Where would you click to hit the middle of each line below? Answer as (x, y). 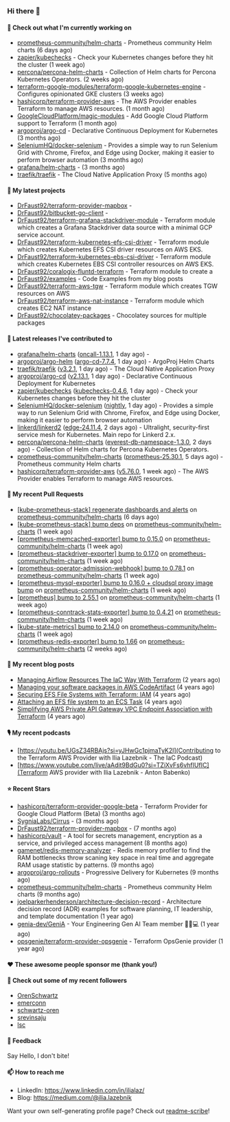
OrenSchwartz (37, 996)
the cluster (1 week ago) (51, 65)
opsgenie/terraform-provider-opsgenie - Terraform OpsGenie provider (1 (120, 941)
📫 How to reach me (36, 1072)
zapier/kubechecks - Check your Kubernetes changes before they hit (115, 57)
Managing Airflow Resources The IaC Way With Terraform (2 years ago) (119, 680)
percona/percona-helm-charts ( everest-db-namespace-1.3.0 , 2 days (114, 442)
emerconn (32, 1003)
